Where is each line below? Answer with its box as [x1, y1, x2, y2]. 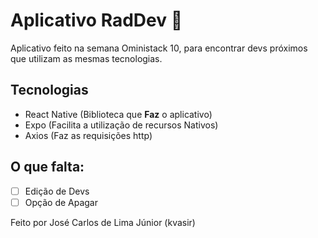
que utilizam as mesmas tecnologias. [10, 52, 163, 64]
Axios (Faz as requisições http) [24, 129, 153, 141]
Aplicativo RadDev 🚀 [10, 9, 183, 32]
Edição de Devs [24, 185, 90, 197]
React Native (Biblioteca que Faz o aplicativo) [24, 108, 213, 120]
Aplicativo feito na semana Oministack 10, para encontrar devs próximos [10, 42, 308, 54]
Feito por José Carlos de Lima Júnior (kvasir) [10, 216, 196, 228]
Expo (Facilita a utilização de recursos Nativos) [24, 119, 219, 131]
